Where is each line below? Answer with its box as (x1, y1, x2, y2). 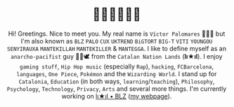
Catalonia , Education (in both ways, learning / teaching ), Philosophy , (18, 77, 215, 85)
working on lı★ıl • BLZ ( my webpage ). (61, 92, 172, 100)
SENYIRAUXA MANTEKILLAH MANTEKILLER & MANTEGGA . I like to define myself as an (6, 44, 227, 52)
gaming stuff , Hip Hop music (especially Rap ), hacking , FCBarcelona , (19, 62, 214, 71)
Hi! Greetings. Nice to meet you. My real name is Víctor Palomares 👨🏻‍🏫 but (8, 29, 226, 38)
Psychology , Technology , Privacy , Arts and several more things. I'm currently (6, 84, 227, 93)
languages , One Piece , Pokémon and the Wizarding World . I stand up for (16, 69, 217, 78)
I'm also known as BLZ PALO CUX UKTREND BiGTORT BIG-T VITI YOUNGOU (20, 36, 213, 45)
